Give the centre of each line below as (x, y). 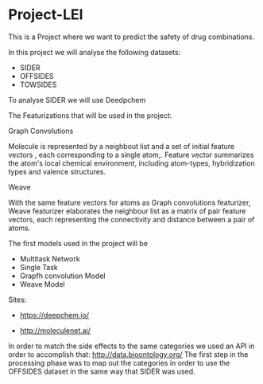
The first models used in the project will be (78, 243)
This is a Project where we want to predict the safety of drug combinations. (131, 37)
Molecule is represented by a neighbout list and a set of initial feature (122, 146)
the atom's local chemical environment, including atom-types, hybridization (132, 163)
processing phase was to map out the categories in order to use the (119, 362)
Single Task (39, 267)
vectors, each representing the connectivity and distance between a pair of (131, 219)
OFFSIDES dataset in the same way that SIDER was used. (102, 371)
